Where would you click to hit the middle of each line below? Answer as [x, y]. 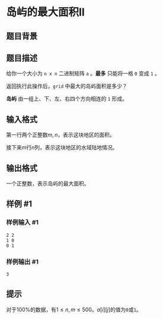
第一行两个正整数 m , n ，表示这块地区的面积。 [60, 135]
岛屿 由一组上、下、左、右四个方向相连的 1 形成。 [67, 99]
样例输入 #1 [22, 223]
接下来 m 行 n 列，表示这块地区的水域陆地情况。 [62, 148]
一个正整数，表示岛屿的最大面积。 [48, 184]
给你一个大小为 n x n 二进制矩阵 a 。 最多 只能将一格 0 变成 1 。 [83, 74]
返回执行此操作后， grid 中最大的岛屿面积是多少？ [67, 86]
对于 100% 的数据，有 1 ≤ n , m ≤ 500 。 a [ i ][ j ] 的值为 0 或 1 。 [74, 309]
